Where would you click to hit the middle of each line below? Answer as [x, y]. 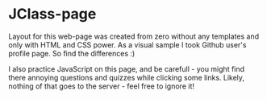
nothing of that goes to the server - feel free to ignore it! [102, 86]
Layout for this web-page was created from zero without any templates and [134, 36]
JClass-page [52, 14]
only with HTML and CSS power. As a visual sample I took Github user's [127, 44]
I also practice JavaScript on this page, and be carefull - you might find [126, 68]
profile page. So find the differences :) [72, 53]
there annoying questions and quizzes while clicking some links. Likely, [126, 77]
